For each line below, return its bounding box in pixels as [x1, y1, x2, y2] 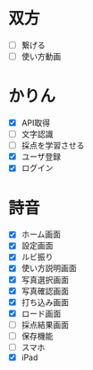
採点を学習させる [21, 140, 85, 151]
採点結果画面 [21, 319, 69, 329]
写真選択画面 [21, 274, 69, 284]
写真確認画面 [21, 285, 69, 296]
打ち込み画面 [21, 296, 69, 307]
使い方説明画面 [21, 263, 77, 274]
